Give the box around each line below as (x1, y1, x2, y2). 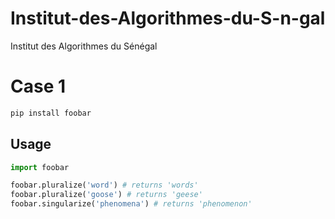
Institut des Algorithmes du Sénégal (10, 40, 158, 52)
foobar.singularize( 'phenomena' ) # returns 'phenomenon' (10, 199, 253, 209)
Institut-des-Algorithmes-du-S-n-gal (10, 7, 326, 30)
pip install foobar (10, 108, 92, 118)
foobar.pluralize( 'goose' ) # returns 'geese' (10, 190, 203, 200)
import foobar (10, 162, 70, 172)
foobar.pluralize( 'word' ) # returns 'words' (10, 180, 199, 191)
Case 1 (10, 75, 67, 98)
